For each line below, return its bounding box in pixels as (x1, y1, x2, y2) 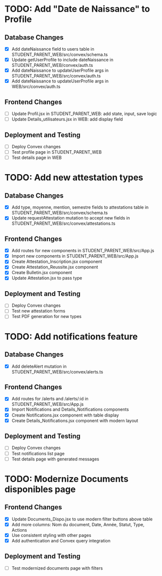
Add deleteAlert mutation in (11, 363, 67, 369)
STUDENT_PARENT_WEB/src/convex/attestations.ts (11, 220, 115, 226)
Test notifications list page (11, 450, 65, 457)
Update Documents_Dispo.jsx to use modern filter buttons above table (11, 516, 153, 522)
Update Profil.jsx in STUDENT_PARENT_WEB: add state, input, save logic (11, 111, 158, 117)
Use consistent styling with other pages (11, 532, 91, 538)
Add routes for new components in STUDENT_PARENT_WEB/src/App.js (11, 248, 154, 254)
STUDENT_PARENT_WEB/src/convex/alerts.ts (11, 369, 103, 375)
